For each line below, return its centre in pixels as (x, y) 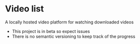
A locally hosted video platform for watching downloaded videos (70, 22)
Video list (24, 9)
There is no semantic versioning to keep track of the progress (74, 36)
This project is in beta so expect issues (51, 31)
